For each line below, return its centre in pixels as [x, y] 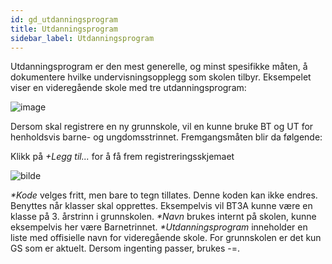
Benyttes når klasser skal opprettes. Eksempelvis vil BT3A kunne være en [161, 206]
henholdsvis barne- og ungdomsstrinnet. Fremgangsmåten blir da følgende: [166, 137]
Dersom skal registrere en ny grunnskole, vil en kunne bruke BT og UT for [162, 127]
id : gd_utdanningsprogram [64, 19]
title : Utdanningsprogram [64, 29]
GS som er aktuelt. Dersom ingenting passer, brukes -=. [125, 248]
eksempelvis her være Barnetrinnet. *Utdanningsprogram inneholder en [159, 227]
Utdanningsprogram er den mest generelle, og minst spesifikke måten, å [159, 67]
